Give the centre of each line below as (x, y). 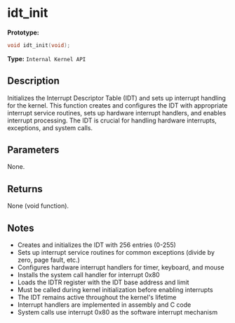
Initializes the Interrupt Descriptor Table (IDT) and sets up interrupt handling (117, 98)
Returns (25, 189)
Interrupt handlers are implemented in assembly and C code (104, 305)
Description (33, 81)
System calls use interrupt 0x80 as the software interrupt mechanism (117, 312)
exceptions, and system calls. (50, 127)
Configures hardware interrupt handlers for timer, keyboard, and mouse (121, 267)
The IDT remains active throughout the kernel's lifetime (97, 298)
